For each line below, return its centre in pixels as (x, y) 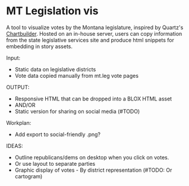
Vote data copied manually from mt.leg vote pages (76, 75)
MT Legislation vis (52, 11)
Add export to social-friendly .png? (58, 134)
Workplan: (19, 122)
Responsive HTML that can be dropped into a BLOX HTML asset (93, 99)
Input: (13, 58)
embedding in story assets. (40, 46)
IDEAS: (15, 146)
